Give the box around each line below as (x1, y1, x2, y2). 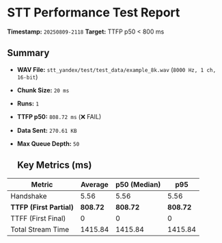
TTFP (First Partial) (10, 202, 74, 212)
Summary (7, 47, 50, 59)
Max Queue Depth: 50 (16, 139, 80, 148)
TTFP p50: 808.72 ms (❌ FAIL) (16, 112, 102, 120)
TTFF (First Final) (10, 214, 66, 223)
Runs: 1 (16, 99, 40, 107)
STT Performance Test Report (7, 5, 180, 21)
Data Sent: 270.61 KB (16, 126, 77, 134)
